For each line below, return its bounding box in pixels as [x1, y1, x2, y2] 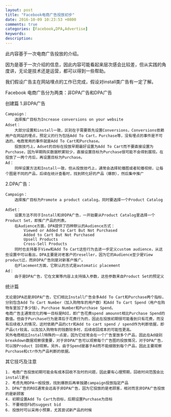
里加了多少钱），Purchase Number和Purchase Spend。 [12, 305, 116, 310]
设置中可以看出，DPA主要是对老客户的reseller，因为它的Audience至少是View [9, 252, 153, 257]
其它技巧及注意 [5, 358, 37, 364]
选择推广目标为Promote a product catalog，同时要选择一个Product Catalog [14, 197, 163, 202]
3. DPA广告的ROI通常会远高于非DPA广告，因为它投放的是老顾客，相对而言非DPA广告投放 [5, 386, 165, 391]
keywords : [5, 31, 27, 36]
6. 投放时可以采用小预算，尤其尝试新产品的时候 [5, 407, 92, 412]
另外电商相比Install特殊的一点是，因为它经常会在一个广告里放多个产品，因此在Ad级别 [5, 332, 163, 337]
